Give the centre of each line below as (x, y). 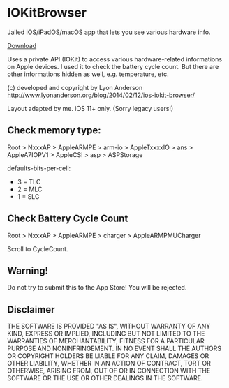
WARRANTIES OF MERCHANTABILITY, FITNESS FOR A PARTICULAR (106, 341)
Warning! (28, 270)
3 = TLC (29, 181)
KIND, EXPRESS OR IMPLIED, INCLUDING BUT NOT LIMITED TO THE (106, 334)
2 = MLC (30, 189)
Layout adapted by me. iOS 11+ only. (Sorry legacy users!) (90, 108)
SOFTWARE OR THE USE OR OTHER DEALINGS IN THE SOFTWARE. (105, 378)
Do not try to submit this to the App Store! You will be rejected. (97, 288)
